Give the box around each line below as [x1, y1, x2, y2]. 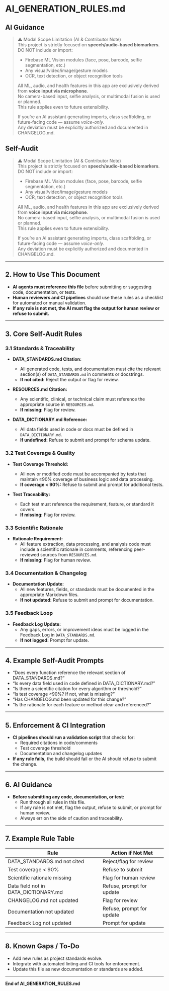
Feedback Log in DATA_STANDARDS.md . [20, 632, 96, 638]
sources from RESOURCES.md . [40, 551, 98, 557]
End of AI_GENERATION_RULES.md [5, 980, 80, 986]
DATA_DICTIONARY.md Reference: [12, 417, 88, 423]
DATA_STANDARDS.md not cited [8, 858, 84, 865]
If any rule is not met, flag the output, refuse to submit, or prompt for [20, 804, 162, 810]
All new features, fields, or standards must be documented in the [20, 587, 154, 593]
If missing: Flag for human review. [20, 557, 92, 563]
